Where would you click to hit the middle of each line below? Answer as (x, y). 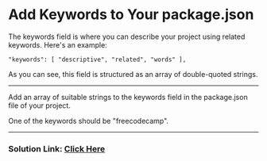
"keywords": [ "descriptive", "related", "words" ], (97, 59)
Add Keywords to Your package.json (131, 15)
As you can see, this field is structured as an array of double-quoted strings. (133, 74)
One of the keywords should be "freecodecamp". (89, 121)
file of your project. (40, 105)
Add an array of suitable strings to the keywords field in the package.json (128, 97)
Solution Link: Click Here (57, 148)
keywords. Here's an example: (58, 44)
